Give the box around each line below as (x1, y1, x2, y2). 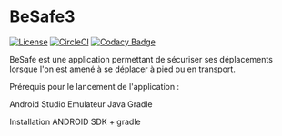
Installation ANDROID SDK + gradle (9, 116, 141, 127)
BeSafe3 (9, 6, 76, 27)
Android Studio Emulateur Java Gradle (9, 98, 153, 110)
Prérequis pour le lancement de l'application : (9, 81, 180, 92)
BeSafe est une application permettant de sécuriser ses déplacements (9, 53, 273, 64)
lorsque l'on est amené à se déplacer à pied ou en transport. (9, 63, 237, 74)
